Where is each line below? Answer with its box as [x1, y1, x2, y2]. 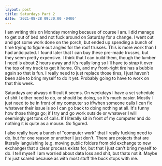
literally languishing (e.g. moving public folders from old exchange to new [5, 140, 151, 146]
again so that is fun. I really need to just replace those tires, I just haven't [5, 70, 149, 76]
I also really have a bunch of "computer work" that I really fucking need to [5, 130, 152, 136]
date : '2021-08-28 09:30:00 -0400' [5, 16, 77, 21]
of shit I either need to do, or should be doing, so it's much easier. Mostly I [5, 95, 153, 101]
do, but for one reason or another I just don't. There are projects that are [5, 135, 149, 141]
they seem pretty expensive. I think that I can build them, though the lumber [5, 55, 156, 61]
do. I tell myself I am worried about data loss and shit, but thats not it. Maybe [5, 151, 158, 156]
